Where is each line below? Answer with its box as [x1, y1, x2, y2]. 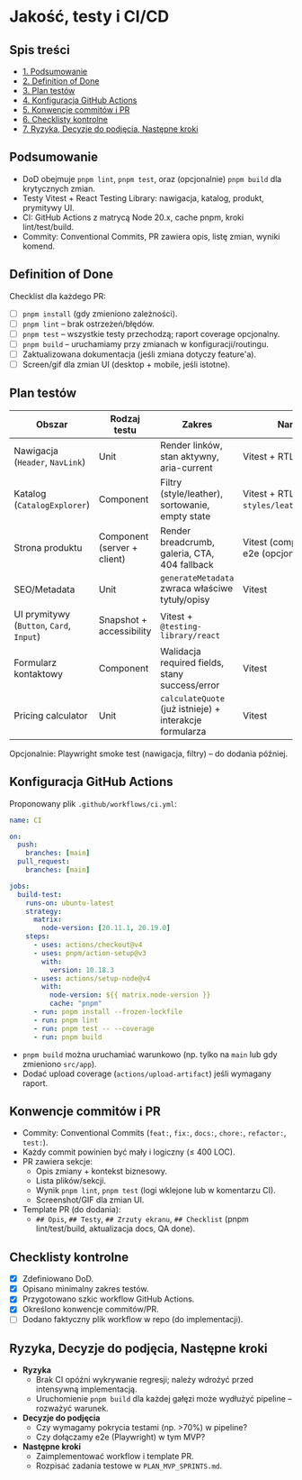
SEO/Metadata [13, 583, 75, 596]
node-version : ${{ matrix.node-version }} [49, 991, 211, 1000]
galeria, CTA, [160, 547, 215, 560]
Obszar [35, 417, 68, 430]
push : [17, 840, 39, 849]
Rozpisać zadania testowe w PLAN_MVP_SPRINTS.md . [35, 1460, 223, 1471]
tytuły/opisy [160, 593, 210, 606]
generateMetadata [160, 572, 235, 583]
